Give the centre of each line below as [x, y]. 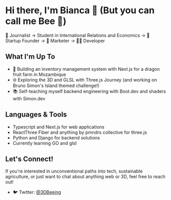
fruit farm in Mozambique [39, 74]
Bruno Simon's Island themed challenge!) [56, 85]
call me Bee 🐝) [36, 21]
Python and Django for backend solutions [56, 137]
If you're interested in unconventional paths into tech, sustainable [74, 171]
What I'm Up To [30, 57]
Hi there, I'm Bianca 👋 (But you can [80, 10]
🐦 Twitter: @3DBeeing [37, 192]
